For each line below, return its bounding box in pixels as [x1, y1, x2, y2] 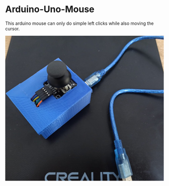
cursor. [5, 25, 20, 31]
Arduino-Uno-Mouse [5, 4, 95, 15]
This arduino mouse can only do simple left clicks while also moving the [5, 20, 154, 26]
